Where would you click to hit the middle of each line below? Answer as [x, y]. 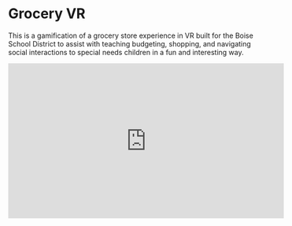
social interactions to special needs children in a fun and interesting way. [126, 52]
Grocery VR [47, 14]
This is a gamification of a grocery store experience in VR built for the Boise [131, 35]
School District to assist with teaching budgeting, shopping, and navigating [130, 43]
